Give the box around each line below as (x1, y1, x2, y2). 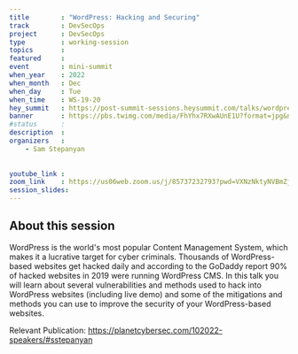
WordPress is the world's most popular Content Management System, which (9, 242, 288, 252)
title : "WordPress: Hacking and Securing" (9, 12, 200, 22)
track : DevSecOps (9, 21, 105, 30)
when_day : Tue (9, 87, 82, 96)
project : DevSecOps (9, 29, 105, 38)
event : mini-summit (9, 63, 114, 72)
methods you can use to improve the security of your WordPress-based (9, 298, 271, 309)
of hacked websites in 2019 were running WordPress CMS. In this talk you (9, 270, 279, 281)
